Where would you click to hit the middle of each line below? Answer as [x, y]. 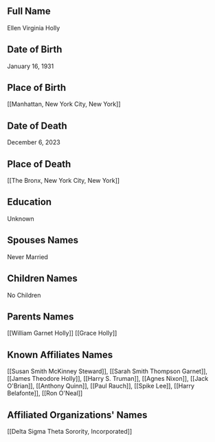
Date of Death [37, 125]
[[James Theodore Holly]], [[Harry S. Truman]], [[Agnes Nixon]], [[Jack [108, 379]
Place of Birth [37, 88]
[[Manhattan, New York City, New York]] [64, 104]
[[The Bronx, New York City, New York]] [64, 181]
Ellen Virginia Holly [34, 27]
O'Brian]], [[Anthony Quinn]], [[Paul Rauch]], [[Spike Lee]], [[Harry [101, 386]
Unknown [21, 219]
